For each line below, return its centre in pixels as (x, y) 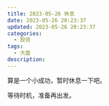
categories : (25, 33)
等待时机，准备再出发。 (41, 95)
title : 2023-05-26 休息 (41, 14)
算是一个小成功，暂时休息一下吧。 (57, 80)
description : (26, 60)
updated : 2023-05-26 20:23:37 (52, 27)
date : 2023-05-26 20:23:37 (47, 20)
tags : (15, 46)
